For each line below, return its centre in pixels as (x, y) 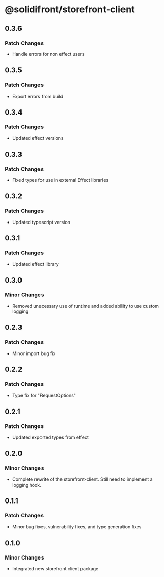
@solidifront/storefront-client (70, 10)
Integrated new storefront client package (55, 569)
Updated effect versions (38, 138)
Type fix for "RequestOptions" (44, 395)
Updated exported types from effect (50, 437)
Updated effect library (36, 264)
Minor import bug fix (34, 353)
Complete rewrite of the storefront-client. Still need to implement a (82, 479)
